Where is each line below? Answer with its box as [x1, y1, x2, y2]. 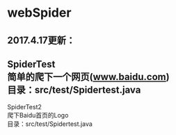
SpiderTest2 [7, 103, 42, 111]
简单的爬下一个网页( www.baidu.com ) [7, 71, 170, 83]
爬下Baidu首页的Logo [7, 111, 69, 120]
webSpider [7, 5, 72, 21]
